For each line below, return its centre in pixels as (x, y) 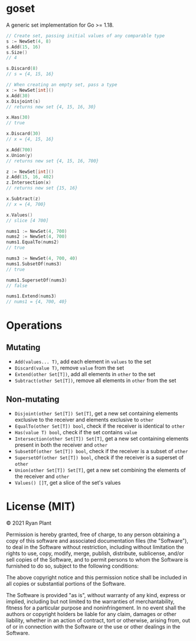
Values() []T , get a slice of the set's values (68, 483)
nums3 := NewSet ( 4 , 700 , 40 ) (42, 259)
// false (17, 286)
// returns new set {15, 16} (42, 188)
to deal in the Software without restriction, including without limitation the (95, 547)
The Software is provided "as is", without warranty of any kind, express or (96, 595)
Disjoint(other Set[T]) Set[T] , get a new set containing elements (96, 413)
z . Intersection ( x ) (29, 182)
